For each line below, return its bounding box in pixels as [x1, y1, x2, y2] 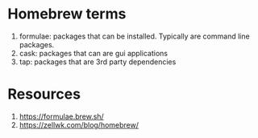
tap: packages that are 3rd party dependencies [19, 57, 177, 67]
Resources [7, 85, 81, 103]
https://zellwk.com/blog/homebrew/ [19, 120, 139, 129]
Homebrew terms [7, 5, 127, 23]
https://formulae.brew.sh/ [19, 112, 104, 121]
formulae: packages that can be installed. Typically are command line [19, 31, 251, 41]
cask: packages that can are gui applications [19, 48, 169, 58]
